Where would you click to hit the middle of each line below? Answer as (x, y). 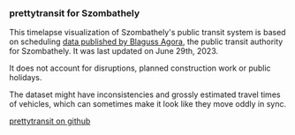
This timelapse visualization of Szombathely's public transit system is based (147, 33)
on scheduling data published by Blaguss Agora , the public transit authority (146, 41)
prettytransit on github (50, 121)
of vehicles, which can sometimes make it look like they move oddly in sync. (148, 104)
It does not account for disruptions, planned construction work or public (140, 68)
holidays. (26, 78)
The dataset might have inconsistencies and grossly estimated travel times (145, 94)
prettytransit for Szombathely (75, 13)
